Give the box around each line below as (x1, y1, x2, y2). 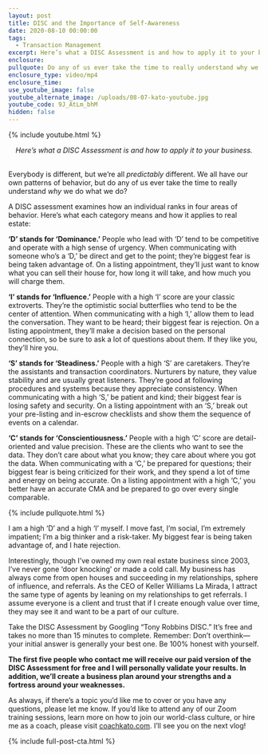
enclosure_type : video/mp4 (8, 71, 98, 79)
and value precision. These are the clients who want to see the (37, 442, 243, 451)
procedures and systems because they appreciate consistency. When (8, 384, 238, 393)
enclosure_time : (8, 78, 62, 86)
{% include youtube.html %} (8, 130, 101, 140)
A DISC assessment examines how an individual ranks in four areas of (8, 202, 238, 211)
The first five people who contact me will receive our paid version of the (8, 655, 251, 664)
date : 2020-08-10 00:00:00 (8, 26, 98, 34)
